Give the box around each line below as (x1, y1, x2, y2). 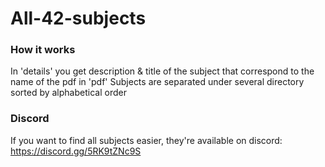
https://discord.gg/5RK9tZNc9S (10, 145, 142, 157)
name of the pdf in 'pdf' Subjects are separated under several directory (10, 76, 305, 88)
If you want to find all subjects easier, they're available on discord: (10, 134, 283, 146)
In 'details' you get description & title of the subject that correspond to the (10, 65, 315, 77)
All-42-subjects (10, 7, 147, 30)
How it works (10, 43, 76, 57)
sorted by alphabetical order (10, 87, 127, 99)
